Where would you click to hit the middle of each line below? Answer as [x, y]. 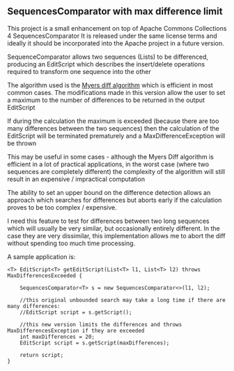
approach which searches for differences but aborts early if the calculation [115, 200]
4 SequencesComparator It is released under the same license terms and [112, 36]
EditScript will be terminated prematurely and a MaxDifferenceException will [116, 136]
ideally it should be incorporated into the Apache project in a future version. [116, 43]
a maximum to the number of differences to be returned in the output [106, 100]
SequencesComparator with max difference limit [115, 12]
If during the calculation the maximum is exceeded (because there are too [113, 121]
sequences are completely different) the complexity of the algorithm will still [116, 171]
